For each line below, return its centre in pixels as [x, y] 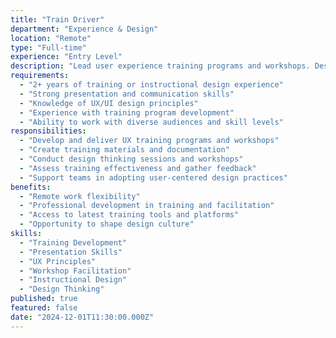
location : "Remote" [51, 38]
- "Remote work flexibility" [80, 196]
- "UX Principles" [58, 261]
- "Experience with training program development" [127, 112]
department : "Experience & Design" [84, 29]
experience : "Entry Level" [66, 57]
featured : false [44, 308]
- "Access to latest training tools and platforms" [129, 215]
